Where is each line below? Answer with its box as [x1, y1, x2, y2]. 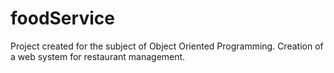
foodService [10, 7, 115, 30]
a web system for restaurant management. [10, 50, 186, 62]
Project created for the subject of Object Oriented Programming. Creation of [10, 40, 324, 52]
